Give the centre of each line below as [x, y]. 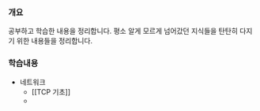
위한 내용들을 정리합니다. [55, 41]
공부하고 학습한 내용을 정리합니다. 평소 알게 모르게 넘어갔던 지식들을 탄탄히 [123, 31]
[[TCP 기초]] [51, 91]
